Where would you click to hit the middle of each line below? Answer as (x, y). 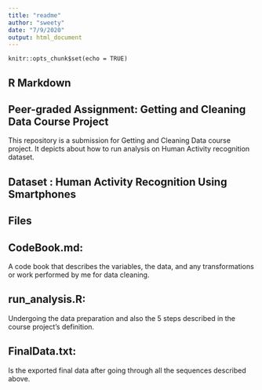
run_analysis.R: (47, 299)
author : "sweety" (36, 23)
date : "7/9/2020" (36, 30)
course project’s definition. (51, 326)
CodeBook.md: (46, 248)
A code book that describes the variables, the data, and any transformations (131, 267)
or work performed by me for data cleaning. (79, 275)
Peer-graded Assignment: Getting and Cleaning (127, 109)
